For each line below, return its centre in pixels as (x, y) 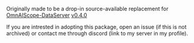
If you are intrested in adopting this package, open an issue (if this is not (96, 27)
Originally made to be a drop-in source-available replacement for (87, 9)
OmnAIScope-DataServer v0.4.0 (47, 15)
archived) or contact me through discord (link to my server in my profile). (97, 33)
